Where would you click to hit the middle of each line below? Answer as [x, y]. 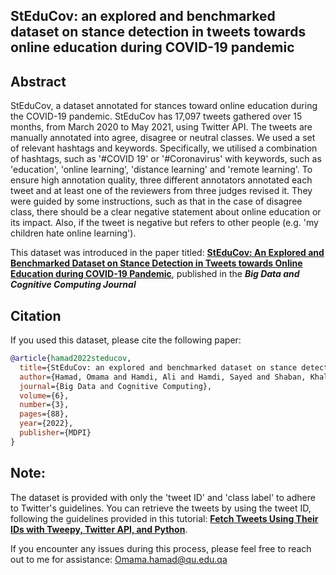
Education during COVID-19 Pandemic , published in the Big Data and [155, 274]
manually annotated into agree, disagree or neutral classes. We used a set [163, 138]
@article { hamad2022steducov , [71, 359]
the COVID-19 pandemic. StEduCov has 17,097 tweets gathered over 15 [156, 116]
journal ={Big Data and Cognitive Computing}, [116, 386]
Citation [36, 315]
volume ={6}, [44, 395]
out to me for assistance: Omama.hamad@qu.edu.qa [119, 559]
